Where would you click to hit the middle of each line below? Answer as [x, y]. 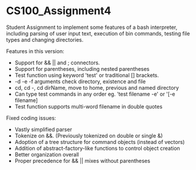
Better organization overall [47, 154]
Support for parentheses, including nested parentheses [82, 68]
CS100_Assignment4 [59, 11]
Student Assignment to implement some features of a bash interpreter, [92, 27]
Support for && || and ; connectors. [57, 63]
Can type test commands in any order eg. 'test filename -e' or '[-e [95, 94]
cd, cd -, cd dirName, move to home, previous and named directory [97, 87]
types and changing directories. [45, 40]
